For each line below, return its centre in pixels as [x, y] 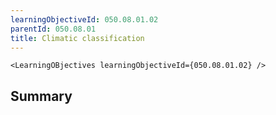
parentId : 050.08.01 [53, 29]
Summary [41, 96]
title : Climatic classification [77, 38]
